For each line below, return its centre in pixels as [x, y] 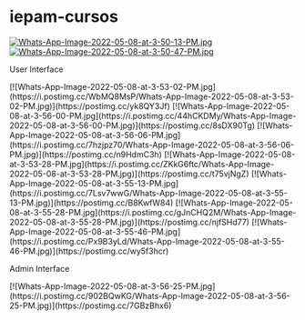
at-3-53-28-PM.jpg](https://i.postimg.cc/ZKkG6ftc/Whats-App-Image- [142, 164]
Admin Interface [40, 268]
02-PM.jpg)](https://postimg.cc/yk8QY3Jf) [90, 105]
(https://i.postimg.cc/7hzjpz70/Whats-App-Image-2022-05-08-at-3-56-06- [152, 145]
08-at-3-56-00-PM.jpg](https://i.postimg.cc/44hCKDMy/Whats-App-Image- [153, 115]
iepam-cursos [64, 17]
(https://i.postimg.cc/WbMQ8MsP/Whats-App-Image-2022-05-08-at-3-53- [152, 96]
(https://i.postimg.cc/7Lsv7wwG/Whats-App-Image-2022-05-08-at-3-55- [149, 193]
